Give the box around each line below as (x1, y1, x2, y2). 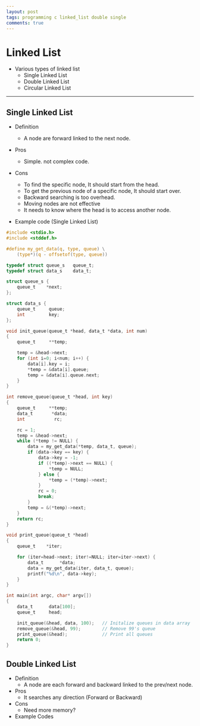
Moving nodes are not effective (23, 200, 101, 207)
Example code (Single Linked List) (14, 218, 98, 225)
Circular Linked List (23, 84, 71, 91)
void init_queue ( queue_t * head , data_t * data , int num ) (6, 328, 148, 334)
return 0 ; (17, 637, 42, 643)
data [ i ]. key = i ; (27, 361, 70, 367)
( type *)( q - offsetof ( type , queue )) (17, 252, 108, 258)
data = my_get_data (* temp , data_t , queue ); (27, 443, 137, 450)
